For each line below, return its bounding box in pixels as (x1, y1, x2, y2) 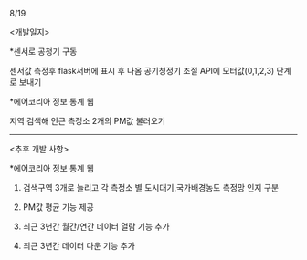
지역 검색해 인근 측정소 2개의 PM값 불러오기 (9, 116, 166, 126)
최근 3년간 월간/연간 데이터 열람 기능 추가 (22, 221, 171, 232)
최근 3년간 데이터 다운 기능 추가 (22, 241, 135, 251)
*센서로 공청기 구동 (9, 46, 78, 57)
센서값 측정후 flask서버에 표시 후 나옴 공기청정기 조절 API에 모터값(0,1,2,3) (9, 66, 275, 76)
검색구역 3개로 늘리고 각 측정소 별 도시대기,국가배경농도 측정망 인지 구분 (22, 182, 280, 192)
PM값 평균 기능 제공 (22, 202, 94, 213)
